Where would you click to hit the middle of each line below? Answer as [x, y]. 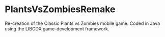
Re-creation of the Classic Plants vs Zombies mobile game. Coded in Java [82, 23]
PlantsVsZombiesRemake [60, 9]
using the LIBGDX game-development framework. [57, 28]
